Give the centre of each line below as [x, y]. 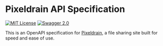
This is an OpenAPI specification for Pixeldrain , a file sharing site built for [81, 32]
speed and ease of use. [30, 38]
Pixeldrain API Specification [65, 9]
